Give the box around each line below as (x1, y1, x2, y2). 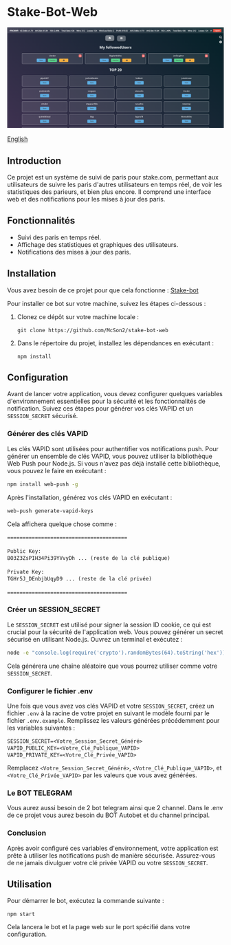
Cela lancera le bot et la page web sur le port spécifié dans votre (7, 923, 190, 931)
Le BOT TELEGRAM (7, 788, 73, 798)
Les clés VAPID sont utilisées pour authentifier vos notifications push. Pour (7, 444, 219, 453)
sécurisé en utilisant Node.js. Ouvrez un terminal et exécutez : (7, 635, 183, 643)
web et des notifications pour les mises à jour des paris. (7, 195, 166, 204)
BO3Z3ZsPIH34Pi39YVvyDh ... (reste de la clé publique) (7, 554, 170, 561)
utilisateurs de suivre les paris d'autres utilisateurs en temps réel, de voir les (7, 180, 222, 189)
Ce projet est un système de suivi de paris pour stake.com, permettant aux (7, 173, 219, 182)
